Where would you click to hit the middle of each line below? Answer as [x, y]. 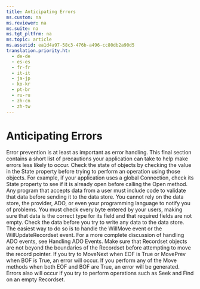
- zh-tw [21, 106]
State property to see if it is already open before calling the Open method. [97, 184]
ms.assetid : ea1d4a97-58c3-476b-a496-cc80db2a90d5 [70, 45]
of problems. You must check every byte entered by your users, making [94, 209]
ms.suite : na [22, 28]
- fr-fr [21, 67]
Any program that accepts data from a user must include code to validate [96, 191]
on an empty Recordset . [36, 279]
